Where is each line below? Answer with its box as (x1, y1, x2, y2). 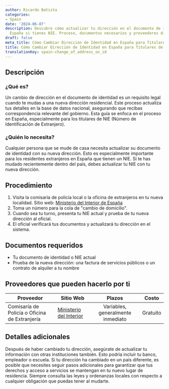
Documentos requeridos (5, 241, 83, 249)
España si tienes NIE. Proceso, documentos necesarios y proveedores (10, 31, 158, 36)
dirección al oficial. (12, 216, 52, 222)
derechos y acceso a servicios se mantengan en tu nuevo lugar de (5, 367, 143, 373)
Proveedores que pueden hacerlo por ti (5, 279, 130, 288)
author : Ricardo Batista (5, 7, 57, 13)
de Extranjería (8, 315, 41, 322)
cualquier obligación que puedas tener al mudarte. (5, 378, 110, 384)
